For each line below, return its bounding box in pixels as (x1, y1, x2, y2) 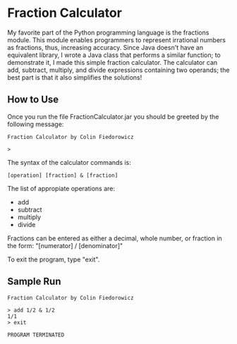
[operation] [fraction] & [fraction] (7, 171, 119, 179)
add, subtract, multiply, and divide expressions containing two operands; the (7, 66, 230, 74)
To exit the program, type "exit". (7, 255, 100, 264)
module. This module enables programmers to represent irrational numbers (7, 35, 226, 44)
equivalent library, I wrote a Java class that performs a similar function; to (7, 51, 221, 59)
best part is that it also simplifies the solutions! (7, 73, 142, 82)
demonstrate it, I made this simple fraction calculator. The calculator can (7, 58, 218, 66)
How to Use (7, 94, 59, 106)
